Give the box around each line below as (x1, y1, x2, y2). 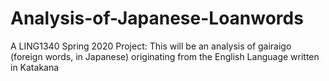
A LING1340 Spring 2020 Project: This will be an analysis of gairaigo (10, 40, 292, 52)
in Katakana (10, 61, 60, 73)
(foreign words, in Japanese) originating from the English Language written (10, 50, 320, 62)
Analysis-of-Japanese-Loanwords (10, 7, 304, 30)
